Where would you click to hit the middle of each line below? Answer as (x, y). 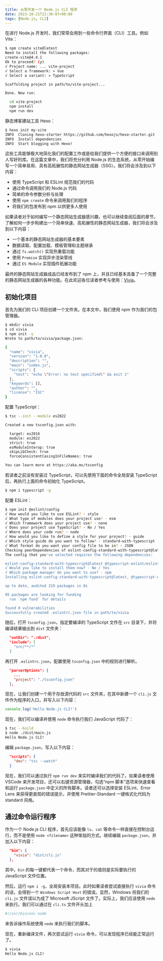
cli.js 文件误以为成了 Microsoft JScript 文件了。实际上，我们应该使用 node (80, 898)
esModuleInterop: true (32, 447)
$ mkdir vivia (19, 325)
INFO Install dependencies (33, 139)
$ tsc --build (19, 728)
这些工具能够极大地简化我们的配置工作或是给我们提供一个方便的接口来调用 (79, 153)
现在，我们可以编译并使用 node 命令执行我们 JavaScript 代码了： (69, 719)
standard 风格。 (21, 800)
